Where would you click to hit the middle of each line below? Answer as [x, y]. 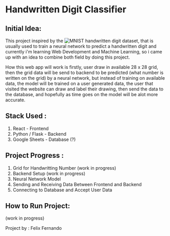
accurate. [15, 100]
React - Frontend [31, 128]
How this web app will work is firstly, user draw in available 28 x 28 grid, [82, 67]
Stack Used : [26, 116]
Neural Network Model [37, 179]
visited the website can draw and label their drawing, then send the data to [84, 89]
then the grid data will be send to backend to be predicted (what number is [84, 72]
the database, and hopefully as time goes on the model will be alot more [82, 94]
